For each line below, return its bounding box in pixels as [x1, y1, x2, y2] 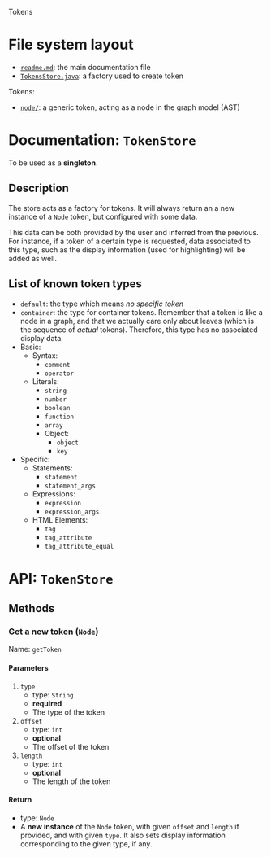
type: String [32, 689, 74, 699]
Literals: [32, 376, 59, 386]
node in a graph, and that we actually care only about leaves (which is [19, 316, 254, 326]
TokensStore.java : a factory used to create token [19, 71, 184, 81]
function [44, 413, 75, 421]
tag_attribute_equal [44, 542, 114, 550]
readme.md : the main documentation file [19, 62, 152, 72]
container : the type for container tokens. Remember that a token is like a [19, 307, 264, 317]
